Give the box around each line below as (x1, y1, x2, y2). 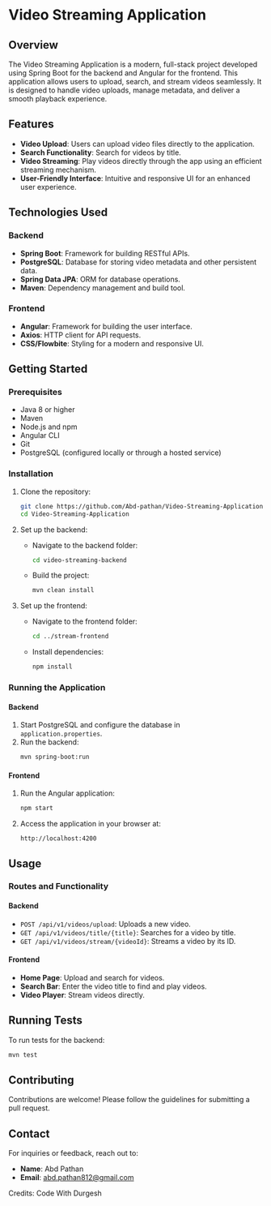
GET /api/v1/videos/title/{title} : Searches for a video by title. (19, 927, 236, 938)
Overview (8, 38, 59, 52)
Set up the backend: (19, 525, 88, 534)
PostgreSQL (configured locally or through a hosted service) (19, 448, 222, 457)
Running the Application (8, 681, 106, 693)
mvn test (8, 1050, 38, 1059)
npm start (19, 805, 54, 813)
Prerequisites (8, 387, 62, 398)
